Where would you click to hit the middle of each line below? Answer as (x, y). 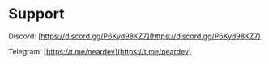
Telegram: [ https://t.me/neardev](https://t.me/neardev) (100, 51)
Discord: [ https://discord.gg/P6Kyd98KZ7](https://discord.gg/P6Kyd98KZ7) (134, 36)
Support (36, 14)
